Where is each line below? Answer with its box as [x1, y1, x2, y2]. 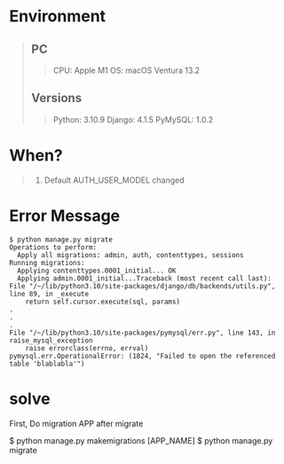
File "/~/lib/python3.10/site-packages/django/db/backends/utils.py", [9, 281, 276, 290]
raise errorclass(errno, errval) [25, 343, 149, 352]
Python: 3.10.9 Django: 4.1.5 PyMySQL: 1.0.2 [52, 114, 214, 125]
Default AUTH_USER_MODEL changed [43, 175, 185, 185]
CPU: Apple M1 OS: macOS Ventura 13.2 [52, 65, 201, 75]
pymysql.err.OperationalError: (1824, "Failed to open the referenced [9, 351, 276, 360]
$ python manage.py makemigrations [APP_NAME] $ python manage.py [9, 435, 273, 445]
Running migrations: [9, 258, 86, 267]
